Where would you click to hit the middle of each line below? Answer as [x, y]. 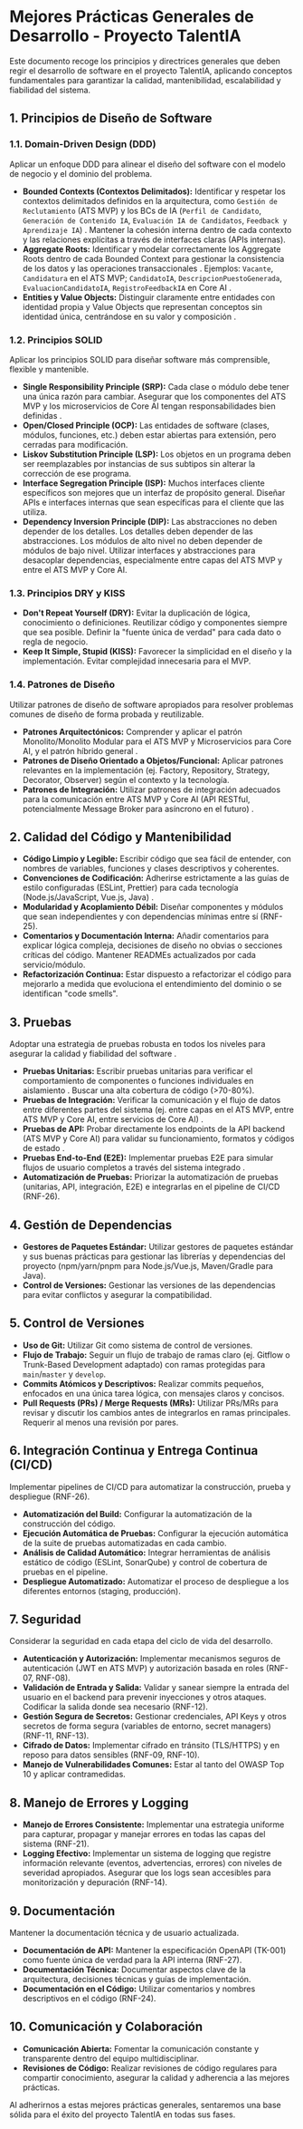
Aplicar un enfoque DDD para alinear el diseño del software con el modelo [148, 164]
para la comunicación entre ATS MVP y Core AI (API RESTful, [136, 798]
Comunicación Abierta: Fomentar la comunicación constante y [141, 2048]
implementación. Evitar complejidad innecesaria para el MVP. [137, 661]
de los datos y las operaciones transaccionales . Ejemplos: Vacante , [148, 268]
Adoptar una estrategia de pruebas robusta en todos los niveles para [137, 1044]
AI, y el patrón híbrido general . [80, 750]
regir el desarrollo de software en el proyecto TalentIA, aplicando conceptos [151, 71]
